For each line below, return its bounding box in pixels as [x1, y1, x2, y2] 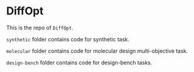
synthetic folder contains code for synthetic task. [6, 35, 130, 43]
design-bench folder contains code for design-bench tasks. [6, 59, 152, 66]
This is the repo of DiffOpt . [6, 24, 74, 31]
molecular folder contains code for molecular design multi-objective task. [6, 47, 189, 55]
